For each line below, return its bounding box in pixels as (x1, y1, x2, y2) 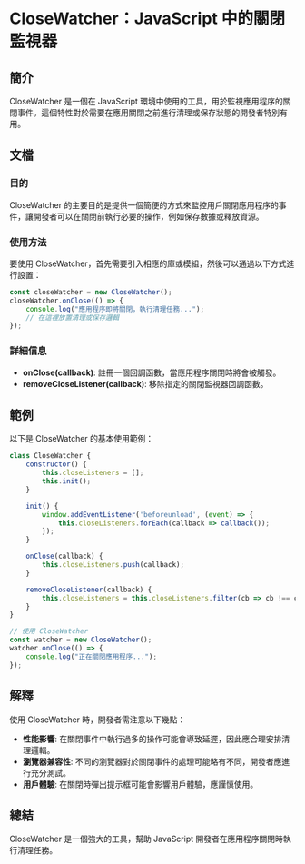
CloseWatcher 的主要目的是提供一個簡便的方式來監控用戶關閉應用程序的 (9, 199, 279, 210)
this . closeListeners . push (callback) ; (42, 561, 184, 570)
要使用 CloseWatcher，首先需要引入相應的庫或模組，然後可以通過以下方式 (9, 258, 287, 269)
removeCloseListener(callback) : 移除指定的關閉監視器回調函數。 (22, 378, 269, 389)
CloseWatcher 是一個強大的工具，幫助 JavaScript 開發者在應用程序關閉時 (9, 833, 284, 845)
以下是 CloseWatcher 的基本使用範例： (9, 433, 154, 444)
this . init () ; (42, 477, 92, 486)
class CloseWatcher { (9, 452, 92, 461)
